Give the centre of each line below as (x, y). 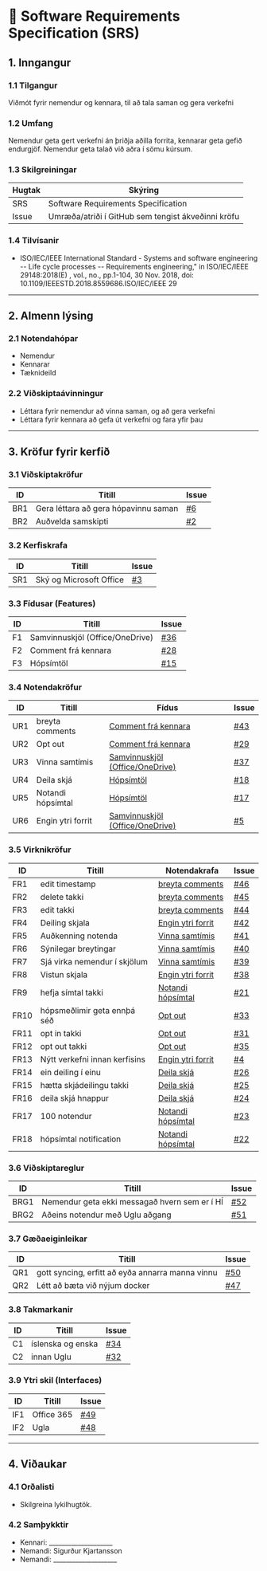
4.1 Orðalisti (31, 1487)
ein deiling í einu (71, 1072)
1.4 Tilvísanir (34, 241)
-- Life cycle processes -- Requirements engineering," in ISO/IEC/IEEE (134, 266)
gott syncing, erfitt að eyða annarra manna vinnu (127, 1273)
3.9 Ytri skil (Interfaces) (55, 1381)
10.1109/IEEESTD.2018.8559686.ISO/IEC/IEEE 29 (98, 283)
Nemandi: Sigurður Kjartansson (71, 1550)
